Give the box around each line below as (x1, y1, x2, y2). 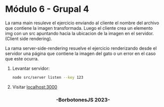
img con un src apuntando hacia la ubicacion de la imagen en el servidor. (5, 30, 154, 36)
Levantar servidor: (12, 65, 50, 71)
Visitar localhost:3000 (12, 84, 58, 90)
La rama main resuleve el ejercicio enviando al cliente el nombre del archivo (5, 20, 160, 26)
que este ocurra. (5, 55, 39, 61)
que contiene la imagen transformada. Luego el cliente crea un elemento (5, 25, 153, 31)
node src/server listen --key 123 (12, 75, 83, 80)
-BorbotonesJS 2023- (56, 96, 110, 103)
